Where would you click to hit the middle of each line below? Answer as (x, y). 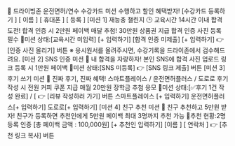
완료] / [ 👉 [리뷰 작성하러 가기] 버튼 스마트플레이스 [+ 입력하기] (102, 96)
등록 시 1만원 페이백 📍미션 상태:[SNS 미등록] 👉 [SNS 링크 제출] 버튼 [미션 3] (120, 68)
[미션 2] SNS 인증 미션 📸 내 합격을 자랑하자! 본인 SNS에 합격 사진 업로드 (121, 59)
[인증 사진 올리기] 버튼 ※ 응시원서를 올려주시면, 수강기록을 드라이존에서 (104, 50)
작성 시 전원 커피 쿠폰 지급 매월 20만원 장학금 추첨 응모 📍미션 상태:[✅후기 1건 (112, 87)
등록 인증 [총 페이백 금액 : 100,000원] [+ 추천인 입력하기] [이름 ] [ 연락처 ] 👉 (113, 124)
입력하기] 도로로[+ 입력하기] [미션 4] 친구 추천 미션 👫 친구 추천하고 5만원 (120, 107)
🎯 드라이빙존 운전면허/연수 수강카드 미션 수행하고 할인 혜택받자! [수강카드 (107, 11)
